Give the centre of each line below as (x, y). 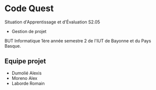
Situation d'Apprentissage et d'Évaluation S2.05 (52, 22)
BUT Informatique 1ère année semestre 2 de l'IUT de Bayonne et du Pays (78, 41)
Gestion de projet (29, 31)
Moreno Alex (24, 78)
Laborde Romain (28, 83)
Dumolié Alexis (27, 73)
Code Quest (29, 9)
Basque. (13, 46)
